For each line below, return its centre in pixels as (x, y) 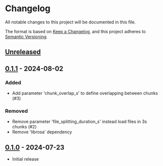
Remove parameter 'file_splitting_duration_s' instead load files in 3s (80, 122)
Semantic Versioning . (26, 37)
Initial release (25, 159)
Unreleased (23, 52)
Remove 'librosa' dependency (42, 132)
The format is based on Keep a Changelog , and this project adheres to (75, 31)
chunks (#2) (24, 127)
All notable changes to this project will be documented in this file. (71, 22)
